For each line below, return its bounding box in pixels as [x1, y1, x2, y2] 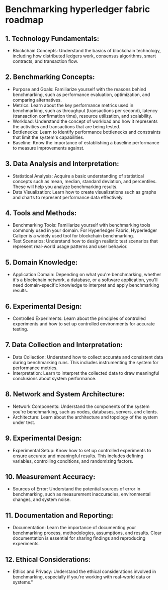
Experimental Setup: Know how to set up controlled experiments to [12, 447, 151, 453]
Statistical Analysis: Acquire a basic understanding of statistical [12, 173, 144, 179]
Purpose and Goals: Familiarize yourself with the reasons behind [12, 86, 146, 92]
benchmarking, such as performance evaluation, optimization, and [12, 92, 150, 98]
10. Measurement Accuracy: [5, 472, 96, 481]
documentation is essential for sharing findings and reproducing [12, 535, 146, 541]
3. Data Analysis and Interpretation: [5, 159, 119, 168]
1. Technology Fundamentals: [5, 34, 100, 43]
